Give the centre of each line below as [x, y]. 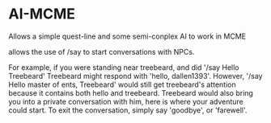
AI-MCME [42, 14]
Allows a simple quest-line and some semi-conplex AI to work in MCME [127, 36]
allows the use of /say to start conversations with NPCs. [102, 51]
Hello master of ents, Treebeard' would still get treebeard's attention [122, 84]
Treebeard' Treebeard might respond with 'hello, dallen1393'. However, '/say [135, 76]
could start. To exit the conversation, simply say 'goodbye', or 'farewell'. [128, 110]
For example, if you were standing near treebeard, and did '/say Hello [124, 67]
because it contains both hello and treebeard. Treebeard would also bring [131, 92]
